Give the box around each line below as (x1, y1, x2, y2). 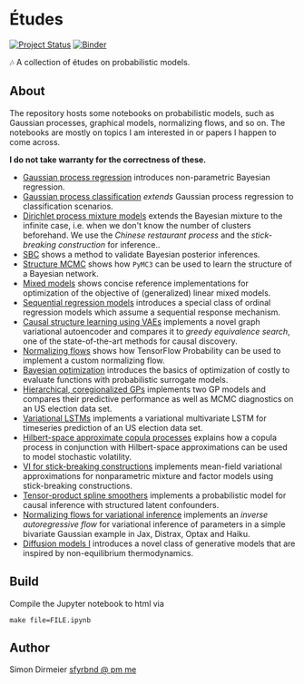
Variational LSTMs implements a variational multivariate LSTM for (22, 413, 267, 424)
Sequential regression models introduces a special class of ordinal (22, 297, 271, 308)
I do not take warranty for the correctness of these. (9, 154, 207, 165)
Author (9, 640, 50, 655)
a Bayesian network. (22, 268, 100, 278)
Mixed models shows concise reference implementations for (22, 278, 250, 288)
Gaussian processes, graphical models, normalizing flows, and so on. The (9, 117, 286, 128)
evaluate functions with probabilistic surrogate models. (22, 374, 229, 385)
